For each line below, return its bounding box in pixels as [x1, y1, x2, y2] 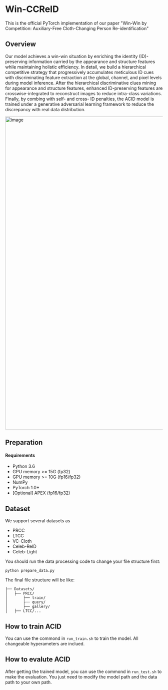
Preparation [5, 438, 43, 447]
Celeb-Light [12, 549, 37, 555]
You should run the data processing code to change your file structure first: [5, 558, 160, 564]
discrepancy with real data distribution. [5, 106, 86, 112]
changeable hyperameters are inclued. [5, 640, 85, 646]
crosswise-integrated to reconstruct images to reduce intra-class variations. [5, 90, 162, 96]
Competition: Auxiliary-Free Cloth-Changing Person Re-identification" [5, 25, 149, 31]
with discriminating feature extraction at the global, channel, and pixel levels [5, 74, 162, 81]
